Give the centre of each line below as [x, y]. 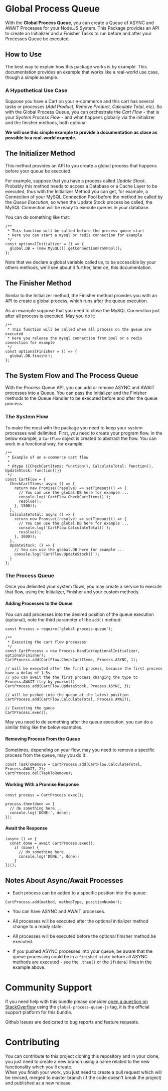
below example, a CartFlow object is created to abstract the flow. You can [81, 438]
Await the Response [26, 828]
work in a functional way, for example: [45, 443]
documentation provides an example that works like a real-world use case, [82, 72]
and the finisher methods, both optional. [47, 123]
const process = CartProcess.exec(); [45, 795]
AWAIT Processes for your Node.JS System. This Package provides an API [82, 28]
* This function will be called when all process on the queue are [79, 329]
